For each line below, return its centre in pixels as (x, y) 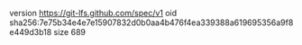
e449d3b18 (31, 32)
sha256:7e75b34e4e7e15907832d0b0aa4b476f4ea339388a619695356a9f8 (151, 22)
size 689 (69, 32)
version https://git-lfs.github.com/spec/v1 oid (93, 13)
